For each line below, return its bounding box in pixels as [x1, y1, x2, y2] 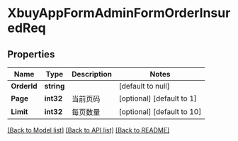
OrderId [11, 81, 38, 91]
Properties [7, 48, 55, 60]
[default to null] [118, 81, 170, 91]
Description [72, 69, 112, 79]
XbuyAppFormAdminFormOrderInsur [7, 5, 231, 21]
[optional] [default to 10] [118, 107, 202, 116]
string [44, 81, 65, 91]
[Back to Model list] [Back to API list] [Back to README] [7, 126, 170, 134]
